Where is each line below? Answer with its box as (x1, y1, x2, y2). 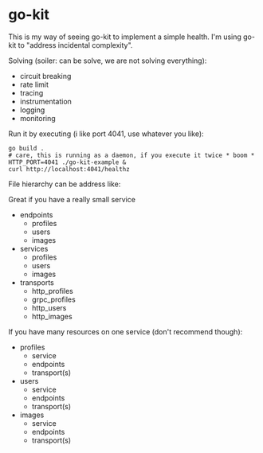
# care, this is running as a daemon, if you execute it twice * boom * (8, 151, 255, 159)
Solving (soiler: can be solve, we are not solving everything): (8, 56, 207, 65)
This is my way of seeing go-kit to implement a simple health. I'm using (8, 32, 241, 41)
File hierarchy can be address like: (8, 179, 121, 189)
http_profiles (31, 286, 73, 295)
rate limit (19, 80, 49, 89)
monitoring (19, 113, 56, 123)
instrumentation (19, 96, 72, 106)
